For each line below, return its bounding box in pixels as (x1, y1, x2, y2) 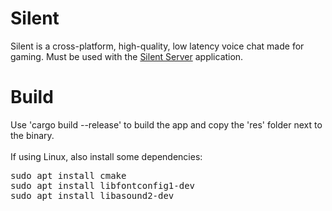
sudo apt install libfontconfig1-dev (10, 180, 196, 191)
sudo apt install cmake (10, 170, 127, 181)
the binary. (10, 129, 55, 141)
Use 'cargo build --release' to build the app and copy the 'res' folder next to (10, 118, 323, 131)
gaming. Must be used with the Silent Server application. (10, 50, 244, 62)
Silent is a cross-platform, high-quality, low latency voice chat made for (10, 40, 305, 52)
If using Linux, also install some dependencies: (10, 150, 203, 162)
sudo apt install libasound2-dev (10, 190, 175, 201)
